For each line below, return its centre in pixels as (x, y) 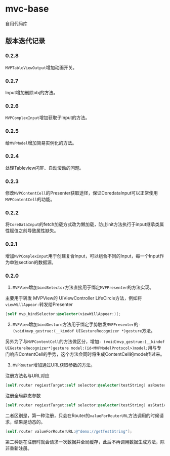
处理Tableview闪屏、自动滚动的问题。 (45, 168)
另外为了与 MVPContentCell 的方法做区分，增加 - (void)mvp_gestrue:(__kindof (85, 341)
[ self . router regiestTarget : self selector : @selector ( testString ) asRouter (86, 385)
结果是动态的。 (30, 422)
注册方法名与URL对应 (27, 375)
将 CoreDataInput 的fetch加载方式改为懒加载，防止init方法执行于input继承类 (82, 224)
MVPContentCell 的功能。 (30, 199)
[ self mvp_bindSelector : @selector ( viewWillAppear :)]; (63, 314)
